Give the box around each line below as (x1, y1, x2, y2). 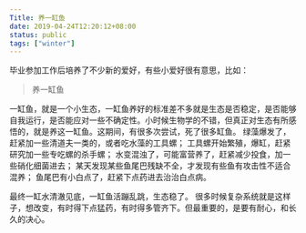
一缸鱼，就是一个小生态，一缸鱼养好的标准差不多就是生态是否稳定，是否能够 (9, 104, 297, 115)
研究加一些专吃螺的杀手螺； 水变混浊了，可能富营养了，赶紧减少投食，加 (9, 149, 283, 160)
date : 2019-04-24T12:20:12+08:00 (9, 22, 137, 31)
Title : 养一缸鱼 (9, 13, 66, 23)
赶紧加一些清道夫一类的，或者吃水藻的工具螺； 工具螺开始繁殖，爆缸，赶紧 (9, 137, 291, 148)
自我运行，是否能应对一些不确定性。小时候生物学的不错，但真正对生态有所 (9, 115, 289, 126)
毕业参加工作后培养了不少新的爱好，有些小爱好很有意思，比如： (9, 65, 249, 76)
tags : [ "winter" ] (9, 38, 76, 48)
